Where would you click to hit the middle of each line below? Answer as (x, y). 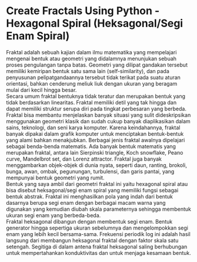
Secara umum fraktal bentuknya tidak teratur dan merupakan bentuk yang (96, 96)
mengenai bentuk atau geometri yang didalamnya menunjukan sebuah (91, 58)
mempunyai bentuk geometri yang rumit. (55, 178)
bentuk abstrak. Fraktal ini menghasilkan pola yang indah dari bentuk (90, 196)
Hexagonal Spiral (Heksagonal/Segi (95, 23)
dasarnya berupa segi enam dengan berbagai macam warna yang (86, 202)
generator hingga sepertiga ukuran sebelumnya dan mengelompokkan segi (97, 228)
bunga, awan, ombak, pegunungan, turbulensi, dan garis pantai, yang (90, 171)
